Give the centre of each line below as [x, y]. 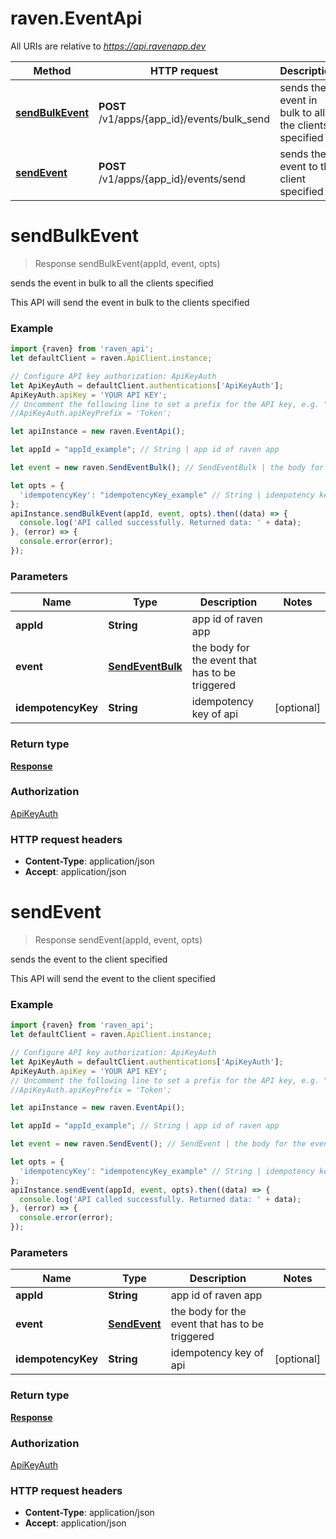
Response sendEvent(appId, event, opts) [118, 940]
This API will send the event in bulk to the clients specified [130, 302]
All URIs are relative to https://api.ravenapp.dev [108, 46]
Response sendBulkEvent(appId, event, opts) [127, 263]
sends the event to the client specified [89, 959]
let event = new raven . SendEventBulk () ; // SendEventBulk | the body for [167, 468]
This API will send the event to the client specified [113, 979]
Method [52, 70]
